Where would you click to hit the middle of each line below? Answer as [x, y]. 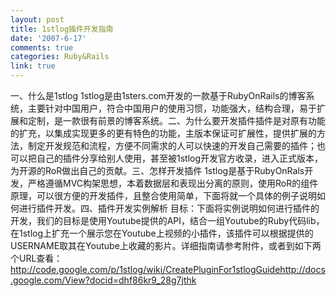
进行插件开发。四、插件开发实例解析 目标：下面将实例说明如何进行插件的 [169, 208]
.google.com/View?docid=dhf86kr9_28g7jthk [103, 280]
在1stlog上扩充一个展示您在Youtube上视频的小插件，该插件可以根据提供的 [162, 233]
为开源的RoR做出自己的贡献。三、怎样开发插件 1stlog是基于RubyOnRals [157, 170]
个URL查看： [36, 258]
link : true [33, 66]
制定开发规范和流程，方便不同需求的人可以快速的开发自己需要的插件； [172, 145]
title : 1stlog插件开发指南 [62, 29]
